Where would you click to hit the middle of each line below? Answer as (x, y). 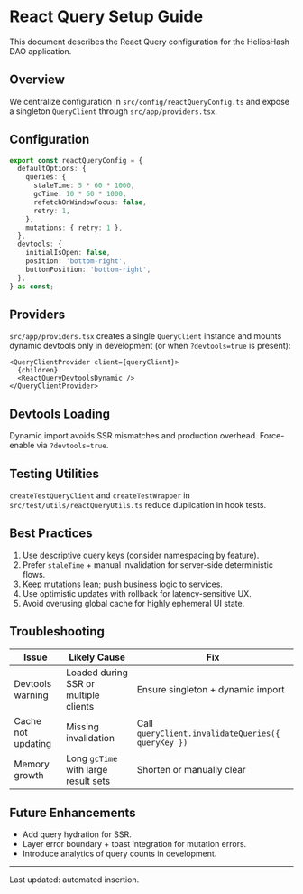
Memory (32, 764)
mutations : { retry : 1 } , (74, 228)
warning (31, 695)
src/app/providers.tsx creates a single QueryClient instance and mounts (146, 336)
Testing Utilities (55, 473)
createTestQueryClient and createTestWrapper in (100, 495)
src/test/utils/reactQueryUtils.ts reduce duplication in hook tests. (138, 505)
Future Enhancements (73, 813)
